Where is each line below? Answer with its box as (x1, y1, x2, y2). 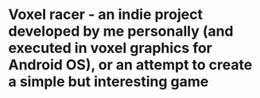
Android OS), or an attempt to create (8, 56, 253, 74)
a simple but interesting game (8, 73, 209, 91)
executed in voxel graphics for (8, 40, 212, 57)
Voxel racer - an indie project (8, 6, 204, 24)
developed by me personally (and (8, 22, 234, 40)
